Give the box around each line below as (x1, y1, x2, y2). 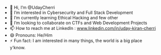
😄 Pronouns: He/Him (9, 32, 53, 38)
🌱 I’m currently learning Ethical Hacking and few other (9, 15, 119, 20)
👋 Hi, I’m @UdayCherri (9, 5, 55, 10)
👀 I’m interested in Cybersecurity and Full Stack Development (9, 10, 133, 15)
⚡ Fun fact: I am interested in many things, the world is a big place (9, 38, 142, 43)
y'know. (9, 45, 26, 50)
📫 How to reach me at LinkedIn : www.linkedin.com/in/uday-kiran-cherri (9, 26, 156, 31)
